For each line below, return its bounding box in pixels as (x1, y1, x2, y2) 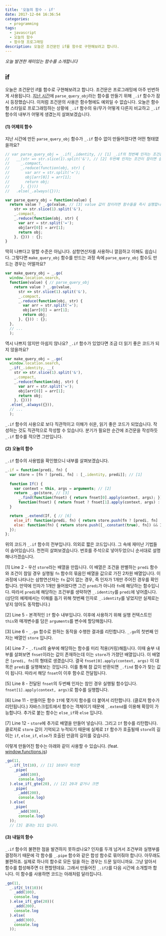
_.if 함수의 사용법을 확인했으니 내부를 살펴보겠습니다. (5, 458, 109, 464)
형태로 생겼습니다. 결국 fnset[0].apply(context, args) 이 (40, 658, 154, 664)
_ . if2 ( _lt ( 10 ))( (9, 885, 43, 890)
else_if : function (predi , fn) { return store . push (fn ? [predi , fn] (14, 518, 158, 523)
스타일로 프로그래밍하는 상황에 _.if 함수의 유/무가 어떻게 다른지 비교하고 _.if (10, 105, 160, 111)
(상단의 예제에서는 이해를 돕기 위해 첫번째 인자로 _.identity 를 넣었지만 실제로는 (5, 595, 160, 601)
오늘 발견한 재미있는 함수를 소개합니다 (5, 58, 78, 64)
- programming (9, 21, 39, 26)
